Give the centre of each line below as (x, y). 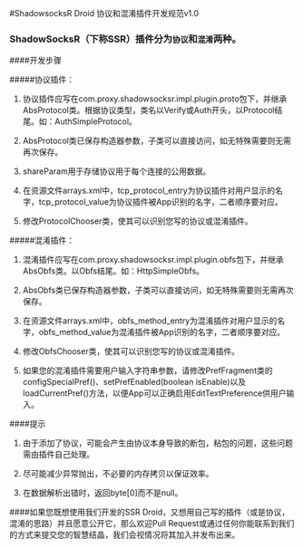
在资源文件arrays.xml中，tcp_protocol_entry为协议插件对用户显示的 (148, 191)
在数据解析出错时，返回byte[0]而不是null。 (103, 493)
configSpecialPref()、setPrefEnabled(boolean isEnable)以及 (134, 382)
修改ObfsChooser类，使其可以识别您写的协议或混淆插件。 (131, 351)
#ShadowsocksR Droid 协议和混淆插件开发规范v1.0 (104, 13)
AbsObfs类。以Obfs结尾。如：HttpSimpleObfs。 (113, 271)
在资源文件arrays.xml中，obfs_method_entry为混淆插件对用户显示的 (150, 321)
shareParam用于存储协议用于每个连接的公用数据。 (117, 171)
